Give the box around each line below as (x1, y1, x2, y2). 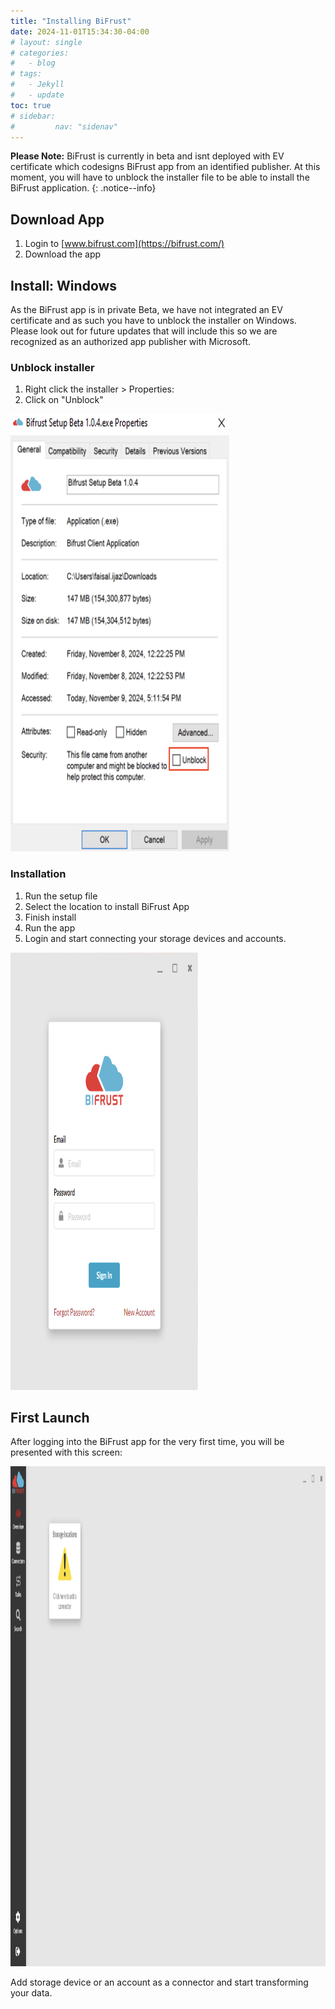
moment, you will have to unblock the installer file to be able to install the (10, 171, 310, 184)
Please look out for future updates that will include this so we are (10, 325, 278, 337)
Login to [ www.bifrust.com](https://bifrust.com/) (24, 238, 225, 250)
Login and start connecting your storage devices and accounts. (24, 932, 287, 944)
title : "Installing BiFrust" (10, 16, 132, 26)
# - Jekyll (10, 80, 65, 90)
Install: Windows (10, 277, 118, 294)
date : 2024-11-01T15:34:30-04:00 (10, 26, 150, 37)
